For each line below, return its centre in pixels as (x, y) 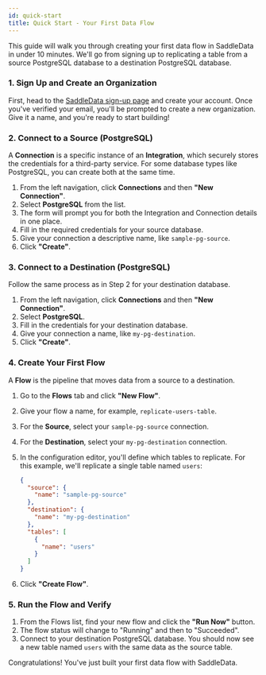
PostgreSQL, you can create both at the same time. (92, 173)
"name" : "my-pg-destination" (83, 518)
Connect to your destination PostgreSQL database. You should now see (137, 639)
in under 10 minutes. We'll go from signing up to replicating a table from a (128, 54)
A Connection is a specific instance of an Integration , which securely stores (133, 155)
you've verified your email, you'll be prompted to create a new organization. (132, 109)
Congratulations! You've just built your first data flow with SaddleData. (123, 663)
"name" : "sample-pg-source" (81, 495)
